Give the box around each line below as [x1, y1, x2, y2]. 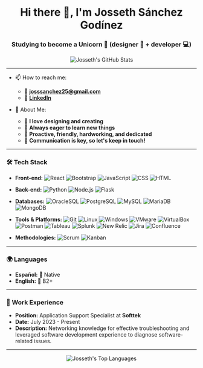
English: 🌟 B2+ [14, 277, 53, 285]
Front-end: [14, 174, 43, 181]
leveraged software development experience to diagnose [14, 331, 158, 338]
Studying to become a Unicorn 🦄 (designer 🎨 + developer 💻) [11, 40, 192, 49]
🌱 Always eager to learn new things [24, 124, 115, 132]
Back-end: [14, 186, 42, 193]
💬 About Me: [14, 106, 47, 114]
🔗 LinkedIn [24, 94, 51, 102]
